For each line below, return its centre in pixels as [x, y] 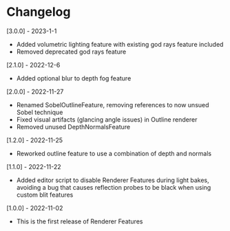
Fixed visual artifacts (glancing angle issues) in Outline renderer [107, 119]
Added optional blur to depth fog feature [74, 78]
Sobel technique [40, 112]
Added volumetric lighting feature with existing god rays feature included [120, 44]
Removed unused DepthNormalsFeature [73, 126]
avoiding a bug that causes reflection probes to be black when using [114, 187]
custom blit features [45, 195]
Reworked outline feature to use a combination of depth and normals [114, 153]
